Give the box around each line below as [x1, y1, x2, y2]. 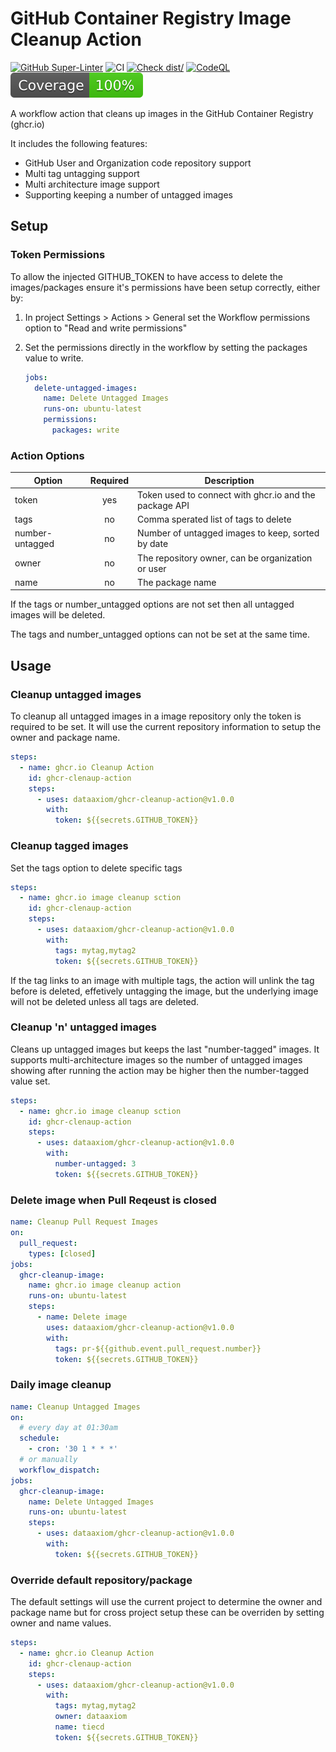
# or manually [19, 1455, 78, 1465]
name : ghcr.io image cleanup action [28, 1280, 182, 1291]
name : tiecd [54, 1722, 105, 1732]
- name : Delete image [36, 1312, 128, 1322]
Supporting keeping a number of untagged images [24, 188, 233, 201]
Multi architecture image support [24, 178, 160, 190]
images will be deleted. [10, 609, 106, 621]
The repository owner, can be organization [137, 552, 313, 564]
